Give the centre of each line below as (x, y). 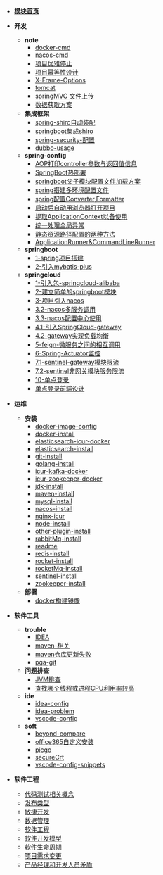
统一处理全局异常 (60, 225)
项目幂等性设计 (57, 72)
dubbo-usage (55, 148)
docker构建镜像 (58, 600)
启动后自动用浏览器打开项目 (75, 208)
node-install (52, 523)
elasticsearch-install (64, 449)
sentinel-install (56, 576)
